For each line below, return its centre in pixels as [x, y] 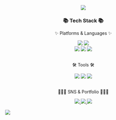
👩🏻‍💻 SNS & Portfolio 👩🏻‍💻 [83, 92]
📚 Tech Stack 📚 [83, 20]
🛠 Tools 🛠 [83, 65]
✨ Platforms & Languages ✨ [83, 33]
